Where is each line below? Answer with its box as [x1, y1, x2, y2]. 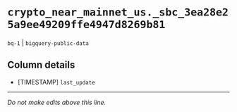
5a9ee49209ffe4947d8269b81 [7, 18, 166, 32]
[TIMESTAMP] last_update [17, 77, 95, 86]
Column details [7, 59, 75, 71]
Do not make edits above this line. [7, 98, 107, 106]
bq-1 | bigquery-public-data [7, 38, 90, 47]
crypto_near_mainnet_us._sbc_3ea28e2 [7, 6, 229, 19]
